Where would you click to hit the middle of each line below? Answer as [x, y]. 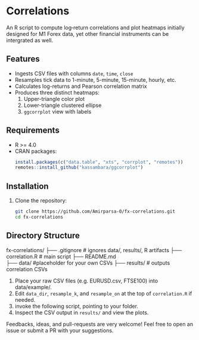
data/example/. [33, 287]
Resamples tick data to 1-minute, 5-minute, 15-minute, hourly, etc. [96, 79]
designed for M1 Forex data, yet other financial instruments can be [88, 33]
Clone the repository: [41, 201]
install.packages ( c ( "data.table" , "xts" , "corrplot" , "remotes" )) [99, 162]
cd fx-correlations [39, 217]
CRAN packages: [36, 151]
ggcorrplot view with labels [57, 111]
